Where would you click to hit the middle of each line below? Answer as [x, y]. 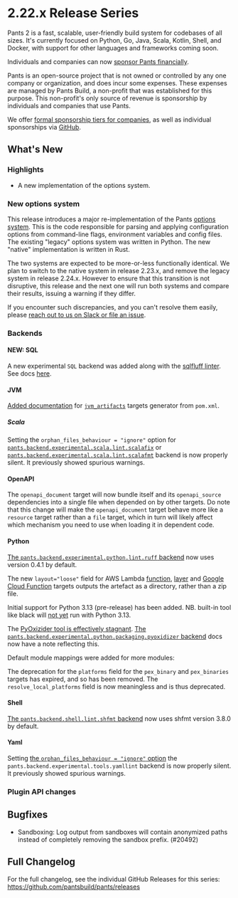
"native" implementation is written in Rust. [69, 249]
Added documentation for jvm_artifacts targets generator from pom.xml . [114, 406]
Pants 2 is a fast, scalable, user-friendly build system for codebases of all [115, 33]
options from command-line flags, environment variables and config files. [115, 234]
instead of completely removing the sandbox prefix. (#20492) [108, 839]
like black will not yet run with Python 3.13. [69, 615]
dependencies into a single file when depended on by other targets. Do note [119, 502]
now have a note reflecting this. [53, 644]
